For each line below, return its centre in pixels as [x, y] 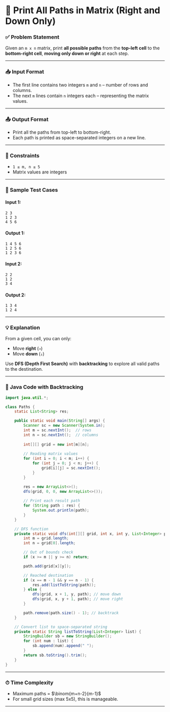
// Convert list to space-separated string [61, 627]
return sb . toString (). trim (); [55, 655]
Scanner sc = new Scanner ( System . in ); [64, 426]
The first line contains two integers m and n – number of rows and [80, 85]
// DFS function [32, 529]
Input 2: [14, 264]
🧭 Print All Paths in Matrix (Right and [83, 10]
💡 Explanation [23, 328]
